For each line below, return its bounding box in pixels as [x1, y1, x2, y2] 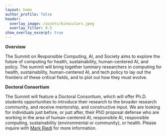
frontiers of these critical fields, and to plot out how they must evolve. [5, 75, 148, 80]
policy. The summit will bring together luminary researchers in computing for [5, 64, 162, 70]
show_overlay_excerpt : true [5, 30, 64, 35]
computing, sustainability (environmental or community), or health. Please [5, 120, 157, 126]
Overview [5, 44, 26, 49]
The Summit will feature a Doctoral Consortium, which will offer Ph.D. [5, 93, 147, 99]
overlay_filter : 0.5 [9, 26, 52, 31]
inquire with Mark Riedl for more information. [5, 125, 97, 131]
